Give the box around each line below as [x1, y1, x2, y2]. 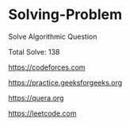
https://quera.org [8, 93, 64, 102]
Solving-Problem [8, 6, 123, 24]
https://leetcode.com [8, 109, 77, 118]
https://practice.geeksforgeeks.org [8, 78, 123, 87]
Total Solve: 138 [8, 47, 60, 56]
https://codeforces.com [8, 62, 86, 72]
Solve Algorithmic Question [8, 32, 97, 41]
